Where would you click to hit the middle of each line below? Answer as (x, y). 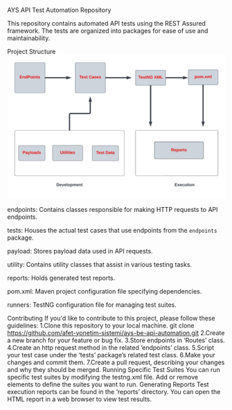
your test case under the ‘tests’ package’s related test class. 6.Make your (111, 355)
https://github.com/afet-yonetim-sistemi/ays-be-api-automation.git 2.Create (116, 332)
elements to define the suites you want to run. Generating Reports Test (108, 384)
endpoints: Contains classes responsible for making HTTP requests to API (113, 209)
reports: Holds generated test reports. (61, 278)
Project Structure (32, 52)
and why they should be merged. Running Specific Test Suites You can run (114, 369)
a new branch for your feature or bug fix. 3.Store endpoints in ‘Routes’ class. (116, 340)
